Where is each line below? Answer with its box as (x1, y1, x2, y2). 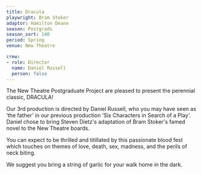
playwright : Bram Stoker (6, 15, 69, 21)
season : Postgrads (6, 25, 53, 32)
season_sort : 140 (6, 32, 50, 38)
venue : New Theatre (6, 43, 56, 49)
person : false (11, 70, 47, 76)
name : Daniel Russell (11, 65, 67, 71)
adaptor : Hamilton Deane (6, 20, 69, 26)
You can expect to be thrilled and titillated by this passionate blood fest (6, 136, 183, 144)
